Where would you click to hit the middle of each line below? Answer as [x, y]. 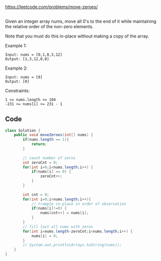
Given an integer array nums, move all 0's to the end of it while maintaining [81, 21]
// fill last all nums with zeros [58, 226]
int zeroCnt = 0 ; [40, 162]
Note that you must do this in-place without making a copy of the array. [77, 36]
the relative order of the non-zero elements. [49, 26]
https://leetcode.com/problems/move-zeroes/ [52, 7]
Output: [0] [17, 81]
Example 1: [16, 45]
